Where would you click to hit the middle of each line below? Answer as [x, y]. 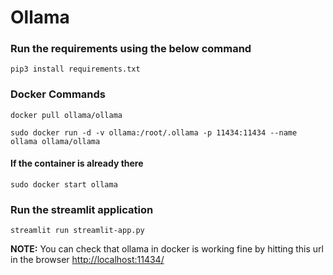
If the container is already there [77, 163]
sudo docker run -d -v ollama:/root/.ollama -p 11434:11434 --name [154, 132]
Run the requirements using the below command [131, 49]
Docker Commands [58, 94]
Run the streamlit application [82, 209]
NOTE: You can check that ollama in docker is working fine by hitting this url [167, 249]
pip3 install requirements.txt [75, 69]
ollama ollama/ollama [55, 141]
